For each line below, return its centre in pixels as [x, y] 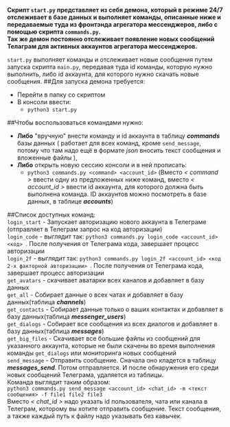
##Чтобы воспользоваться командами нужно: [76, 122]
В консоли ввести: [44, 102]
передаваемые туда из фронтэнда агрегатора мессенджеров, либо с [113, 24]
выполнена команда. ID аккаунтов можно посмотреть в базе [117, 194]
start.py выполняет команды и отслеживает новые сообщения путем [110, 60]
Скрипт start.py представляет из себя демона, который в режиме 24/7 [115, 10]
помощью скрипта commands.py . [54, 32]
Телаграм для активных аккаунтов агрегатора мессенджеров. [102, 46]
